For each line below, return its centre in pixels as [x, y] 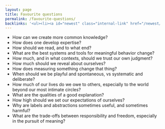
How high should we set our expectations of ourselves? [69, 100]
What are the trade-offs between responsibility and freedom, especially [84, 116]
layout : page [18, 10]
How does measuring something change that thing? [64, 69]
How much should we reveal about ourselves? [59, 64]
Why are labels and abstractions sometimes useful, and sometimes [80, 105]
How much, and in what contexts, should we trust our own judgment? [82, 58]
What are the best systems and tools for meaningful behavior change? [83, 53]
